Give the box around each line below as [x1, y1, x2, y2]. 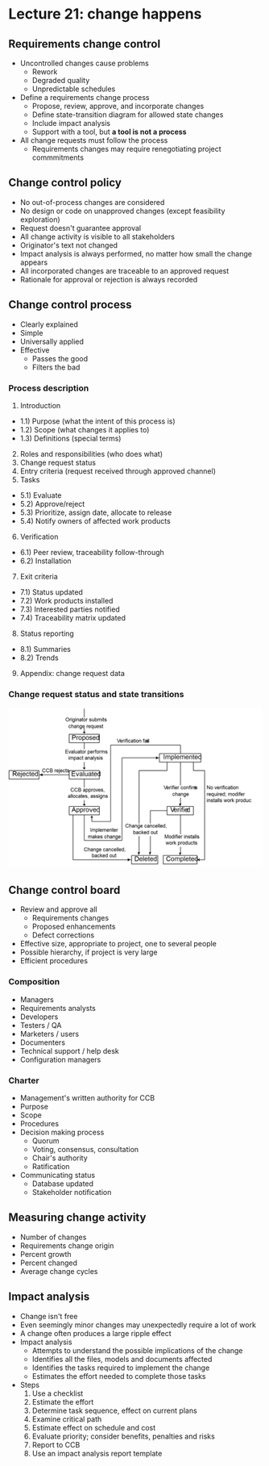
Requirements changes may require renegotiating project [31, 144, 221, 153]
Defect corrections [31, 930, 95, 940]
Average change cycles [19, 1266, 98, 1276]
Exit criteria [19, 571, 58, 581]
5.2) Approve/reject [19, 499, 85, 508]
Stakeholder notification [31, 1188, 112, 1197]
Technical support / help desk [19, 1046, 119, 1055]
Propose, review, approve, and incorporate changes [31, 102, 205, 111]
